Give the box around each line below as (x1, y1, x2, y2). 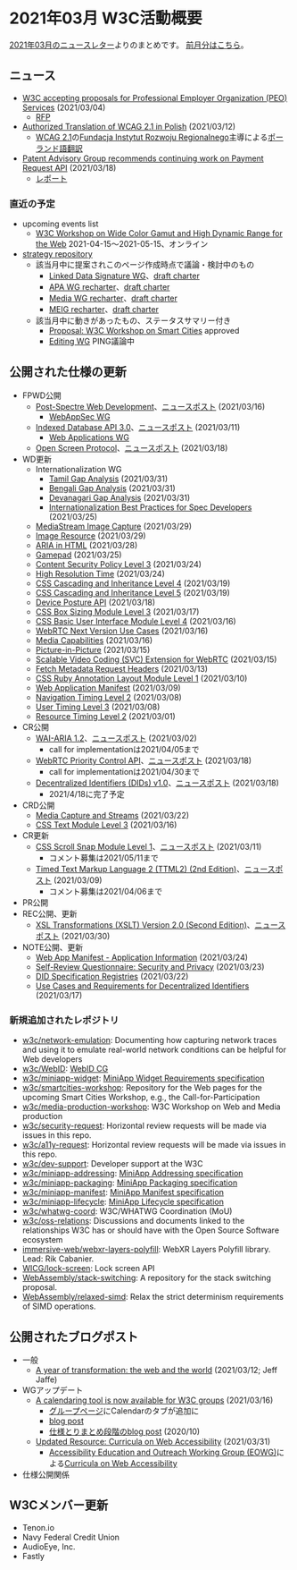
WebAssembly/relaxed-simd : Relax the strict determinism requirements (21, 1292, 284, 1303)
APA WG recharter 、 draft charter (48, 282, 170, 293)
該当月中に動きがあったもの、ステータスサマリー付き (35, 315, 232, 327)
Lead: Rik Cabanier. (21, 1253, 95, 1264)
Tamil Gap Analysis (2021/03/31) (48, 473, 169, 484)
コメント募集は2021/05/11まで (48, 852, 159, 863)
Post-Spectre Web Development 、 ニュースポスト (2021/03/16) (35, 401, 266, 412)
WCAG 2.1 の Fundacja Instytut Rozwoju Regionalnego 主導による (35, 132, 268, 142)
